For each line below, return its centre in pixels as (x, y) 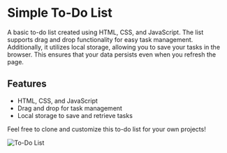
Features (27, 84)
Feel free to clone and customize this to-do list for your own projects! (107, 129)
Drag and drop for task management (69, 108)
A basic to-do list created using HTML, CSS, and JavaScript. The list (105, 32)
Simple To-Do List (60, 13)
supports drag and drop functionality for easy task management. (100, 39)
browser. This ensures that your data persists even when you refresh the (112, 54)
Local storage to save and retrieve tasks (75, 115)
